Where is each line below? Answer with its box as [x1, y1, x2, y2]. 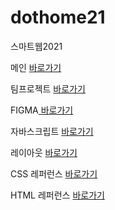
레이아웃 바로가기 [10, 146, 78, 158]
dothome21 [10, 6, 106, 29]
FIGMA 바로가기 [10, 104, 74, 116]
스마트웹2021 [10, 40, 63, 52]
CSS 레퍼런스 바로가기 [10, 167, 98, 180]
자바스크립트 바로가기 [10, 125, 94, 137]
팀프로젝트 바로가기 [10, 82, 86, 95]
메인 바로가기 [10, 61, 62, 73]
